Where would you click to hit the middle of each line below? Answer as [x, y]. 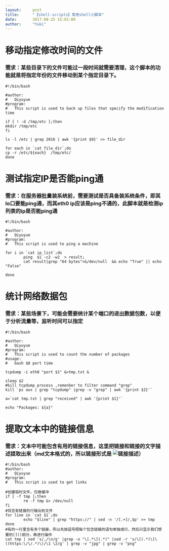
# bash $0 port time [29, 363]
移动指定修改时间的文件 [54, 51]
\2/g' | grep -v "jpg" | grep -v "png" [95, 544]
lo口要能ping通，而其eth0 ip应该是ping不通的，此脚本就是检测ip [84, 203]
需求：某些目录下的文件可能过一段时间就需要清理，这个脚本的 [80, 68]
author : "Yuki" [26, 24]
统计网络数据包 [36, 297]
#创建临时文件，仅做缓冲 [27, 492]
